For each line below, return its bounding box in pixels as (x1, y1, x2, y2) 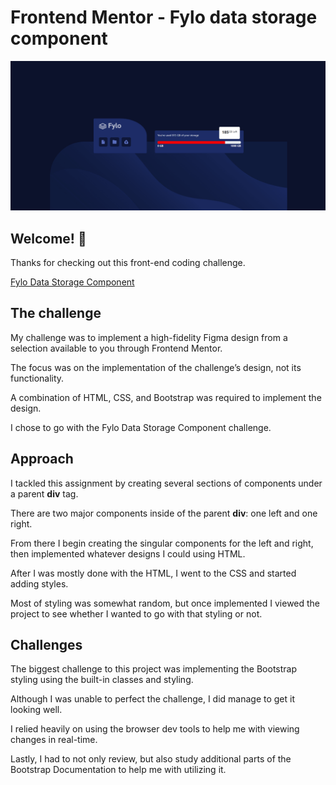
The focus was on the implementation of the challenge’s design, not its (10, 361, 302, 373)
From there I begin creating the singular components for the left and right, (10, 537, 314, 549)
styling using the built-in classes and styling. (10, 674, 194, 686)
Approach (10, 451, 74, 468)
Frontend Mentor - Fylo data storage (10, 6, 318, 29)
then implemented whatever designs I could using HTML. (10, 547, 246, 560)
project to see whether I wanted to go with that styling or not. (10, 607, 263, 620)
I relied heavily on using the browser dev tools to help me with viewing (10, 723, 300, 735)
